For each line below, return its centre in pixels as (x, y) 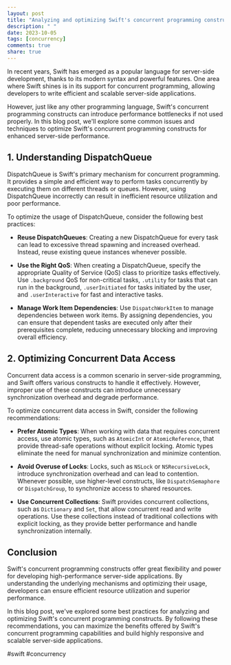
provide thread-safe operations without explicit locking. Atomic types (115, 446)
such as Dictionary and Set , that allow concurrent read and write (109, 509)
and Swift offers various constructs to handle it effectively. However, (104, 382)
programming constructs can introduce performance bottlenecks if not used (115, 113)
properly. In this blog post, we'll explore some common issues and (101, 121)
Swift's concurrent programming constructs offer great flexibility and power (114, 569)
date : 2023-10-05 (32, 33)
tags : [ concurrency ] (37, 39)
